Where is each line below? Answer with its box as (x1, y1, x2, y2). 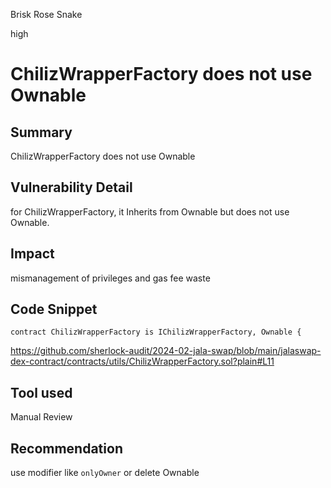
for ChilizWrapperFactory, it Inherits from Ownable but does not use (10, 205, 290, 218)
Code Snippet (10, 301, 98, 318)
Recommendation (10, 440, 123, 457)
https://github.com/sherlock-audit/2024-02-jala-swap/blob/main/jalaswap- (10, 345, 322, 357)
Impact (10, 245, 55, 263)
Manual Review (10, 411, 73, 423)
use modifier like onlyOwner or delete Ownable (10, 467, 200, 479)
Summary (10, 124, 73, 141)
